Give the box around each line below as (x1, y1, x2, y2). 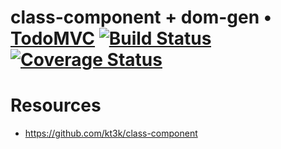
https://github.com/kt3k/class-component (24, 127, 198, 140)
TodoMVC (10, 27, 96, 50)
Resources (10, 94, 102, 117)
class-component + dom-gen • (10, 6, 273, 29)
